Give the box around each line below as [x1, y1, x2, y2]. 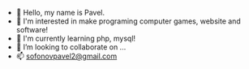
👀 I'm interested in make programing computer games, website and [15, 16, 241, 26]
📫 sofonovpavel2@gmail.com [15, 51, 118, 61]
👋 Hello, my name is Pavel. [15, 8, 105, 17]
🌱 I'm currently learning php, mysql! [15, 33, 136, 43]
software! [15, 25, 49, 34]
